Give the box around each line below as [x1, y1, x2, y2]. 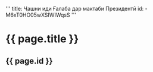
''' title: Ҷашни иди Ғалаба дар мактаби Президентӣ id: [5, 5, 144, 12]
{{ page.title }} [5, 32, 79, 46]
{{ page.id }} [5, 56, 53, 66]
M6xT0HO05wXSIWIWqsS [5, 11, 70, 18]
